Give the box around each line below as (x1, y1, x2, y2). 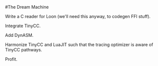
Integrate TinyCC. (5, 23, 41, 29)
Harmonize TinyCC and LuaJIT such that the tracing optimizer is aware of (5, 42, 153, 48)
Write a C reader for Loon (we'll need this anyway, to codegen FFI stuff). (5, 14, 151, 19)
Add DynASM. (5, 33, 34, 38)
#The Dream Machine (5, 4, 49, 10)
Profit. (5, 56, 18, 62)
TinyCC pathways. (5, 47, 43, 52)
